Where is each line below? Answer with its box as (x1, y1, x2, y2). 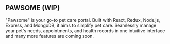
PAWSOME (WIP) (5, 4, 60, 12)
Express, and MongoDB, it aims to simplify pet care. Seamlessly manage (5, 22, 157, 28)
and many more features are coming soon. (5, 33, 94, 39)
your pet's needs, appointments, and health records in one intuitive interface (5, 27, 165, 34)
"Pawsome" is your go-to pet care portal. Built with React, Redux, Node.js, (5, 17, 161, 23)
